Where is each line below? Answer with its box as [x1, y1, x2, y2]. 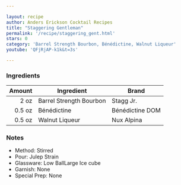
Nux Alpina [112, 116, 142, 124]
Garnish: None [14, 166, 50, 173]
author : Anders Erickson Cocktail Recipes [6, 19, 113, 25]
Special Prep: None [14, 172, 62, 179]
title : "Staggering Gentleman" [6, 25, 84, 31]
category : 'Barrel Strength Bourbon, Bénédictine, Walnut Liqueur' [6, 41, 177, 47]
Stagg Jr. [112, 97, 138, 105]
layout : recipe [6, 14, 44, 20]
